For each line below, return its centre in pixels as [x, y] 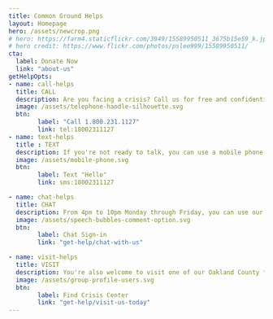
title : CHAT [36, 204]
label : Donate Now [47, 62]
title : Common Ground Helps [56, 16]
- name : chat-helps [41, 197]
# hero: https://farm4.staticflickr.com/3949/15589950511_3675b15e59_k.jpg [139, 39]
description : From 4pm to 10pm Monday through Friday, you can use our [140, 212]
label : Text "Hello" [72, 175]
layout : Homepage [38, 24]
